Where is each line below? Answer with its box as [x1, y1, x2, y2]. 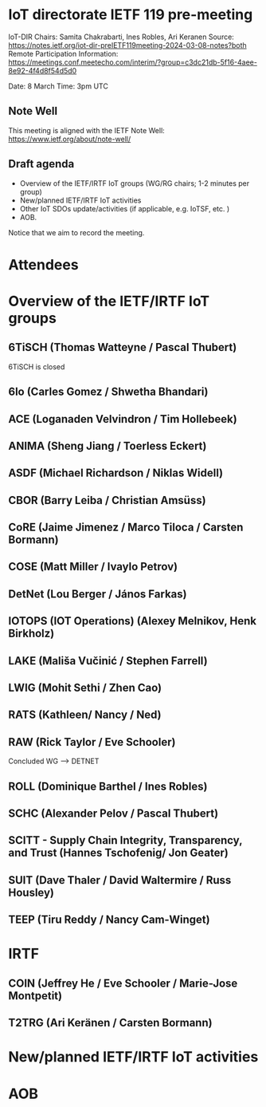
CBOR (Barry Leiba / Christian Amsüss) [8, 493, 206, 507]
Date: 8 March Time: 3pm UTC [8, 81, 109, 91]
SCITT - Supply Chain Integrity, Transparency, [8, 833, 243, 847]
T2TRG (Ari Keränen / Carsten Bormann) [8, 1016, 213, 1030]
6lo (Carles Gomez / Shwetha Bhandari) [8, 385, 209, 399]
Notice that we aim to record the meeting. [8, 227, 145, 237]
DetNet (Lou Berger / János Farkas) [8, 587, 187, 601]
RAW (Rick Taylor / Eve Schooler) [8, 735, 176, 749]
